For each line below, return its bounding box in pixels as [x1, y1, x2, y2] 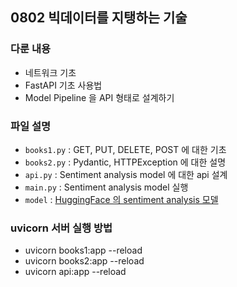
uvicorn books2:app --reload [24, 255, 145, 267]
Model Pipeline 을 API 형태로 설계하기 [24, 91, 175, 103]
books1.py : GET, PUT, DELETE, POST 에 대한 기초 [24, 143, 227, 155]
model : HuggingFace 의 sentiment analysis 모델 [24, 193, 219, 205]
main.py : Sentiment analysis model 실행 [24, 181, 189, 193]
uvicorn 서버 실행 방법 [10, 221, 113, 235]
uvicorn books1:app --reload [24, 244, 143, 257]
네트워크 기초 [24, 66, 77, 78]
